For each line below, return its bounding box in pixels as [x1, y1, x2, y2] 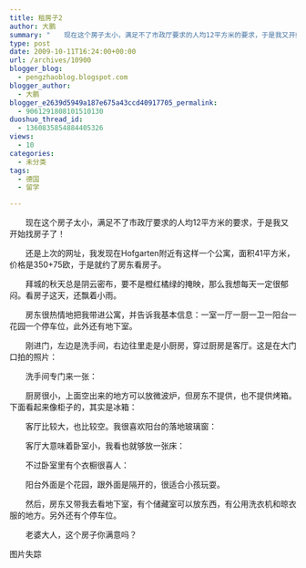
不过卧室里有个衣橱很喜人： [25, 460, 129, 470]
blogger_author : [9, 81, 71, 90]
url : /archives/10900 [9, 56, 92, 65]
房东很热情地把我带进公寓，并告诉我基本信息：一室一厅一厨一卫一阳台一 [25, 309, 297, 320]
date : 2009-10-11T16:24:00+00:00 [9, 47, 137, 57]
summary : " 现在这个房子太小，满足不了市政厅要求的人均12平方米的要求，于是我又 [9, 30, 290, 39]
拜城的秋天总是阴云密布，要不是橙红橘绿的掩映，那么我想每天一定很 [25, 279, 280, 290]
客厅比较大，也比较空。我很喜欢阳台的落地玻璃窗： [25, 421, 217, 432]
